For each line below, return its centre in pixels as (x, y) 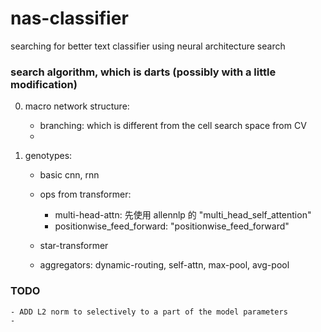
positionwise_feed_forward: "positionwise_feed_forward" (172, 226)
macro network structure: (77, 106)
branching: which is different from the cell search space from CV (173, 126)
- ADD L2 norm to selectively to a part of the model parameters (149, 312)
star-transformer (74, 246)
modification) (44, 84)
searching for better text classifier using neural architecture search (148, 46)
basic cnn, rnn (69, 175)
